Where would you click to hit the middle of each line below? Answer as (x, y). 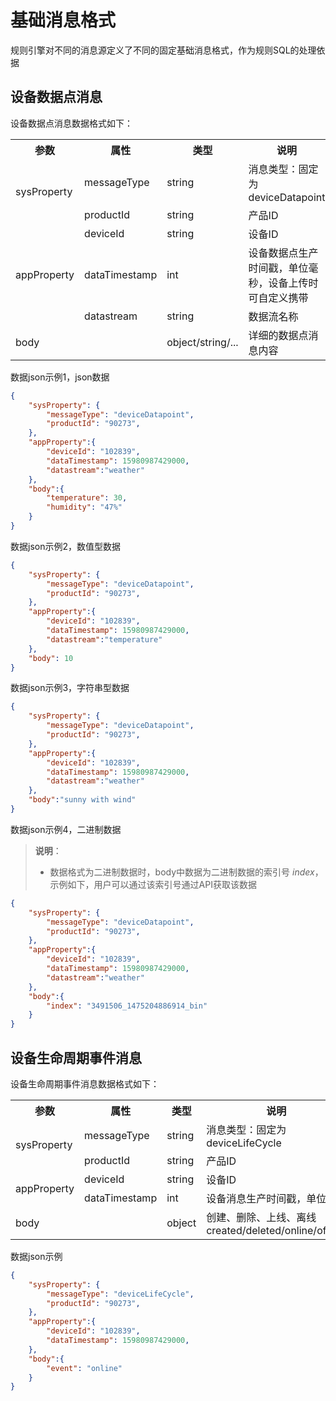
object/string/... (202, 342)
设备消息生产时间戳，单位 (266, 1198)
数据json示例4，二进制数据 (66, 829)
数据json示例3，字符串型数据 (70, 688)
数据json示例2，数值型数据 (65, 546)
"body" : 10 (51, 658)
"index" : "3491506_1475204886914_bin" (127, 1006)
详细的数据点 (278, 335)
